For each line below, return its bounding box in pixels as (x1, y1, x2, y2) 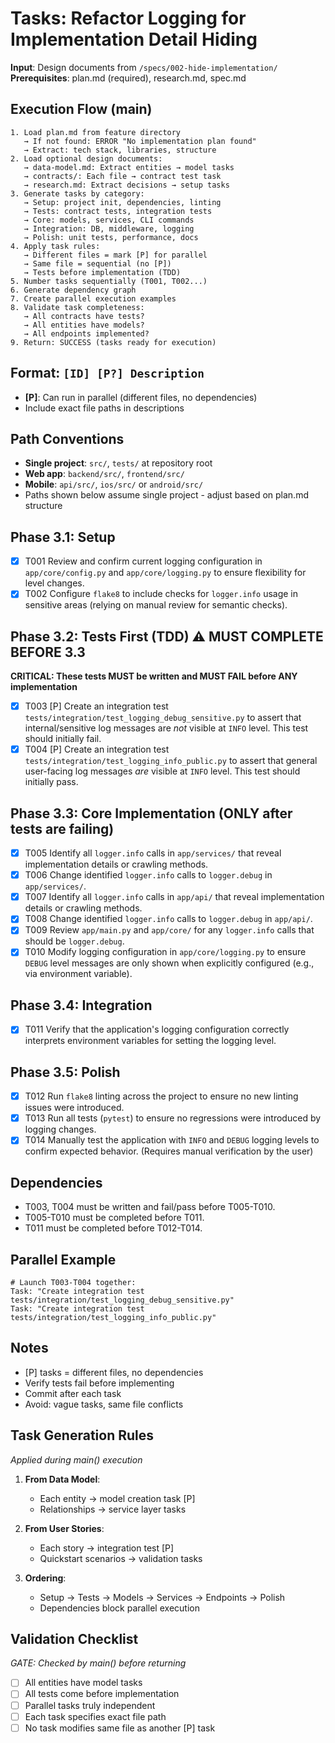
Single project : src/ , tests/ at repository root (24, 457, 213, 469)
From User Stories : (24, 1522, 105, 1534)
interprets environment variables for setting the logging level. (24, 1035, 277, 1047)
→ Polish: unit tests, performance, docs (23, 232, 199, 242)
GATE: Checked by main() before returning (10, 1657, 187, 1669)
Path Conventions (10, 430, 125, 447)
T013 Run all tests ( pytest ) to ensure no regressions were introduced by (24, 1112, 322, 1124)
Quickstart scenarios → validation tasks (39, 1552, 203, 1564)
